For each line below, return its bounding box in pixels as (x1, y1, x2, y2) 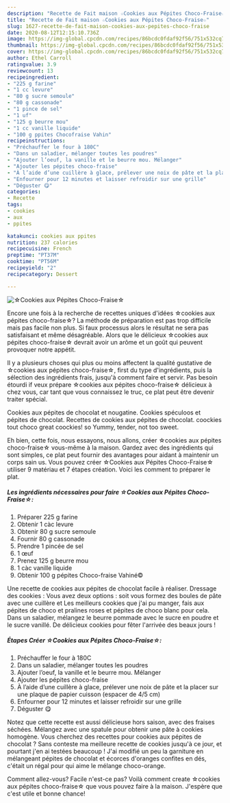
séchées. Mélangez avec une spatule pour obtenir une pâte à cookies (7, 725, 204, 733)
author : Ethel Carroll (7, 55, 72, 62)
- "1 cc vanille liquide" (7, 125, 81, 132)
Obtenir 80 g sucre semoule (16, 527, 97, 535)
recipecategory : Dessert (7, 271, 78, 277)
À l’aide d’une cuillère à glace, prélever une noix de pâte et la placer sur (16, 682, 219, 691)
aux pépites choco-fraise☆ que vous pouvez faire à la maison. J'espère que (7, 782, 222, 790)
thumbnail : (7, 42, 38, 49)
